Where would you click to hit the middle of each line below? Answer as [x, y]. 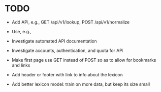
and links [21, 65]
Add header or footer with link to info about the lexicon [67, 74]
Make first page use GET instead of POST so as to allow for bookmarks [84, 60]
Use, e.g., [21, 31]
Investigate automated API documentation [54, 41]
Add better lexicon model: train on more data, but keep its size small [81, 84]
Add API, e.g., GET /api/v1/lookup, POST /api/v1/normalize [71, 22]
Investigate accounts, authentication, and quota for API [67, 50]
